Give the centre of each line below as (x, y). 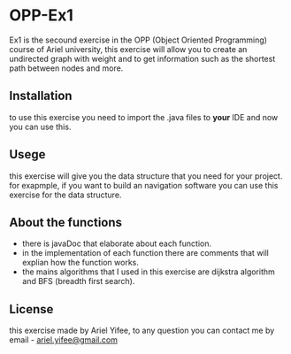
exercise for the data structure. (65, 195)
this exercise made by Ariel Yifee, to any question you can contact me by (142, 331)
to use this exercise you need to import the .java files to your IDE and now (144, 117)
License (31, 309)
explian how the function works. (80, 263)
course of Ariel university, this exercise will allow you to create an (128, 49)
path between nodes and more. (66, 68)
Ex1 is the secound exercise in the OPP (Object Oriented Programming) (138, 40)
